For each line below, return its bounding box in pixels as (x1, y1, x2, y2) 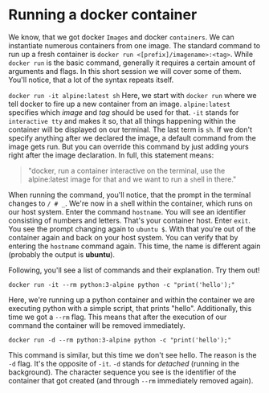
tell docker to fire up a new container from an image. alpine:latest (8, 99, 231, 108)
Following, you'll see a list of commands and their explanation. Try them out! (8, 265, 260, 275)
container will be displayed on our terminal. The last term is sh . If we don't (8, 125, 253, 134)
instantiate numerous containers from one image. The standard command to (8, 40, 261, 50)
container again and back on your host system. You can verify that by (8, 232, 238, 242)
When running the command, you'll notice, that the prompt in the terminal (8, 190, 251, 199)
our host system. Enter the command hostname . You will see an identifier (8, 207, 247, 216)
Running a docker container (8, 6, 198, 24)
